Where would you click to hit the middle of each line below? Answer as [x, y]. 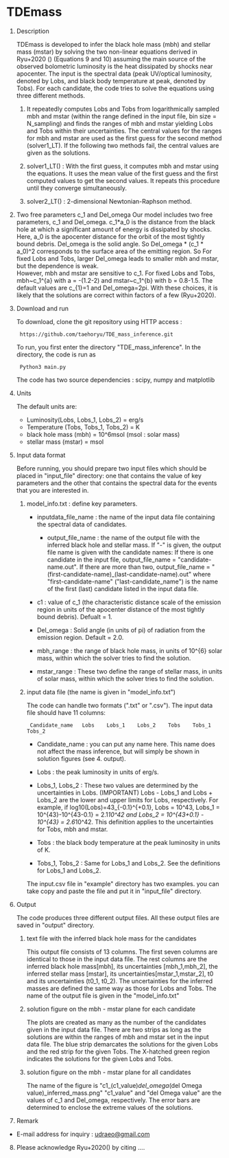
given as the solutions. [58, 153]
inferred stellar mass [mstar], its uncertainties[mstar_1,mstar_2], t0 [120, 974]
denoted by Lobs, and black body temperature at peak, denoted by [111, 81]
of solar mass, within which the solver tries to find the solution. [125, 678]
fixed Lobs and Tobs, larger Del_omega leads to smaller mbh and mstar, [118, 258]
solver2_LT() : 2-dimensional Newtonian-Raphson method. [109, 201]
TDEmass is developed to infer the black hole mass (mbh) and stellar [113, 44]
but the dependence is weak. [57, 266]
